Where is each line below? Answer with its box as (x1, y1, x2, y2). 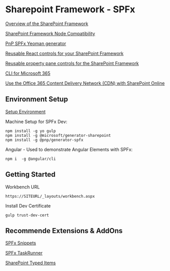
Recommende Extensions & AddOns (5, 226, 123, 235)
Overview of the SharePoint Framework (5, 20, 89, 27)
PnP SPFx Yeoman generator (5, 40, 67, 47)
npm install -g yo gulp (5, 128, 56, 134)
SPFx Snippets (5, 240, 36, 246)
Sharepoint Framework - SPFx (5, 4, 136, 15)
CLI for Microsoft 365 (5, 70, 51, 76)
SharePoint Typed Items (5, 260, 56, 266)
